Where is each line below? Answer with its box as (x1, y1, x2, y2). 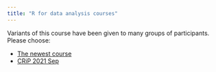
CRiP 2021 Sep (16, 56, 60, 65)
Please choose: (7, 36, 51, 45)
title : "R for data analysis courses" (7, 10, 118, 17)
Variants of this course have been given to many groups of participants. (7, 29, 210, 37)
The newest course (16, 49, 72, 58)
